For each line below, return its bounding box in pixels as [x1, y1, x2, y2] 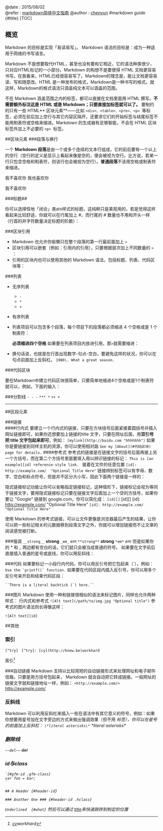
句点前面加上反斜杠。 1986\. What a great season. [12, 356, 115, 362]
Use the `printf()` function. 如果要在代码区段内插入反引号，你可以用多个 [5, 567, 157, 573]
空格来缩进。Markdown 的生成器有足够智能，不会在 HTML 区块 [30, 119, 157, 125]
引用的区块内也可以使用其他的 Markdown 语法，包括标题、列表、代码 [12, 257, 151, 263]
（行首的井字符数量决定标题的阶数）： [5, 218, 80, 224]
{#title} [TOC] [5, 16, 33, 21]
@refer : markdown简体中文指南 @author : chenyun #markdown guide [5, 10, 146, 16]
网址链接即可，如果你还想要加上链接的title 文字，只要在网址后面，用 [5, 431, 142, 437]
